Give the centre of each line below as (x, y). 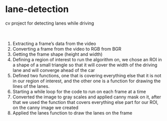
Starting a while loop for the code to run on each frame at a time (79, 91)
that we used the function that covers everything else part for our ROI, (86, 102)
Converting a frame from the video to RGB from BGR (67, 49)
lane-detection (37, 9)
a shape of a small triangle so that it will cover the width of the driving (85, 65)
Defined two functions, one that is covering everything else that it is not (87, 75)
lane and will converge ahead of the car (54, 70)
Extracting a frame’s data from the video (54, 43)
